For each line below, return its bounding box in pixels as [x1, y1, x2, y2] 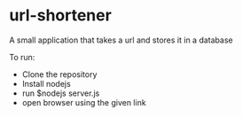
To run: [9, 51, 35, 62]
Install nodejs [21, 78, 71, 89]
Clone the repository [21, 68, 98, 80]
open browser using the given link [21, 97, 146, 107]
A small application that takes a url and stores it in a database [9, 35, 233, 45]
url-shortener [9, 5, 113, 26]
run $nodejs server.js [21, 88, 100, 98]
